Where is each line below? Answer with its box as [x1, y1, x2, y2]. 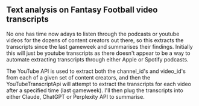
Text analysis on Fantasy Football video [6, 5, 158, 15]
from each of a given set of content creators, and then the [6, 73, 151, 81]
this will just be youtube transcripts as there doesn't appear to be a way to [6, 49, 191, 57]
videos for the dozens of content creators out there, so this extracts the [6, 36, 184, 44]
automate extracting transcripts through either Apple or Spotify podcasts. [6, 55, 189, 63]
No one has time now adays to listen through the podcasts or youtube [6, 30, 180, 37]
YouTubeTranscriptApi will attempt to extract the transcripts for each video [6, 80, 192, 87]
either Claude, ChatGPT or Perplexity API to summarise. [6, 93, 145, 100]
